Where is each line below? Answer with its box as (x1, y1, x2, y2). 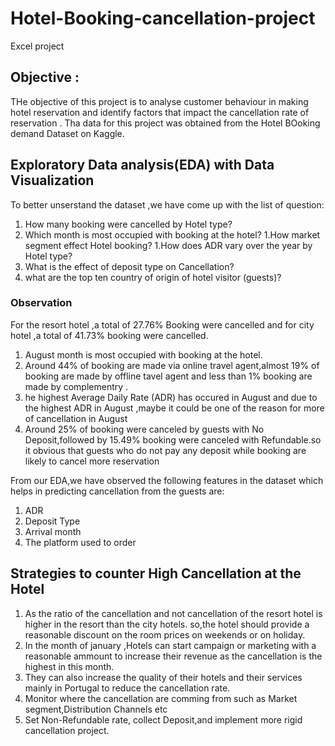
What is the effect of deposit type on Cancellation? (24, 260, 235, 272)
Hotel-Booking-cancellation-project (10, 7, 316, 30)
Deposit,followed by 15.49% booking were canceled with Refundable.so (24, 433, 322, 446)
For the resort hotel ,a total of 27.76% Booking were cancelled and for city (10, 318, 315, 331)
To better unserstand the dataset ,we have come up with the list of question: (10, 198, 325, 211)
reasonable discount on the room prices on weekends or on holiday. (24, 628, 306, 641)
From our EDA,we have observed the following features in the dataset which (10, 474, 324, 486)
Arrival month (24, 525, 82, 537)
